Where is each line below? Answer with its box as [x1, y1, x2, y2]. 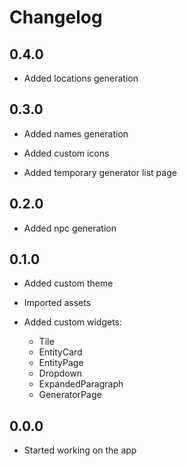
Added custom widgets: [23, 316, 123, 328]
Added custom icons [23, 147, 110, 159]
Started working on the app [23, 444, 137, 456]
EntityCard [38, 346, 83, 358]
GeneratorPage [38, 389, 102, 401]
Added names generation [23, 127, 129, 140]
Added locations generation [23, 72, 139, 84]
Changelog [9, 6, 103, 29]
